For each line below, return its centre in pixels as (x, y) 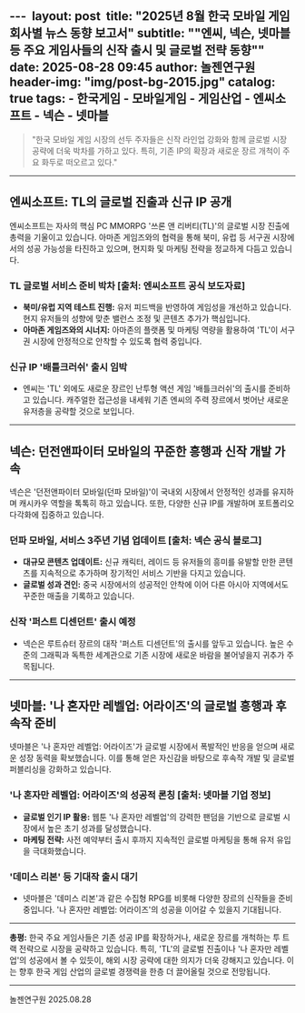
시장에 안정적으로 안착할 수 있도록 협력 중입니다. (117, 341)
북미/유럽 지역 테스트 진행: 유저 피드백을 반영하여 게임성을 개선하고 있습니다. (157, 306)
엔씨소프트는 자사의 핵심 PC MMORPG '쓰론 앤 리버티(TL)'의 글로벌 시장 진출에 (150, 226)
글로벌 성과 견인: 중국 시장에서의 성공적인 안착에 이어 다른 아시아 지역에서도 (155, 585)
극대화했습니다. (59, 851)
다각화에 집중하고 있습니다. (57, 515)
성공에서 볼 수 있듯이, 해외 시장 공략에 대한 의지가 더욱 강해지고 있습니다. (157, 960)
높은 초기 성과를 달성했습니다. (99, 828)
